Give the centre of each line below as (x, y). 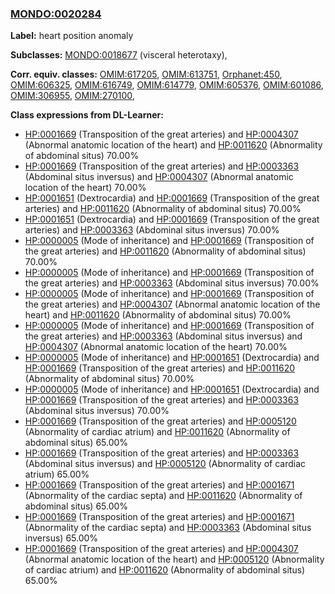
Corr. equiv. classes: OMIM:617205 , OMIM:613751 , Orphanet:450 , (146, 74)
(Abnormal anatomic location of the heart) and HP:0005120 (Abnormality (174, 559)
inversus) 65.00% (61, 538)
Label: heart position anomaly (72, 36)
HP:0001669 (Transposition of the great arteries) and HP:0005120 (160, 421)
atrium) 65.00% (57, 474)
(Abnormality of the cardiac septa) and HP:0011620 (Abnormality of (163, 496)
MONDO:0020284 (56, 14)
